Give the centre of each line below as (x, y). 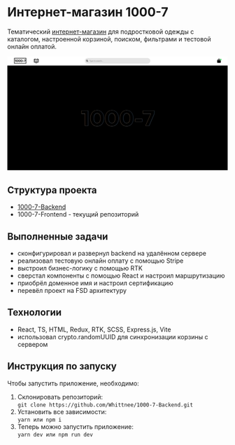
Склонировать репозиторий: (60, 397)
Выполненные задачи (58, 237)
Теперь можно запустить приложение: (76, 426)
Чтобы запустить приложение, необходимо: (73, 383)
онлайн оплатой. (32, 46)
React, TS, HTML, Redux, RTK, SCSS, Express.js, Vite (94, 329)
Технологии (34, 313)
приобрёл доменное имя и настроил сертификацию (95, 283)
